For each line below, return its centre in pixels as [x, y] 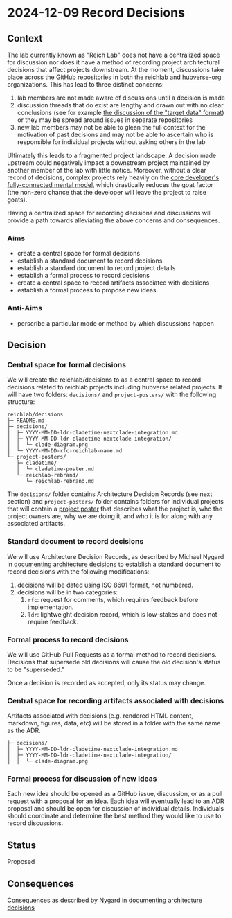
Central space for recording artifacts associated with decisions [116, 700]
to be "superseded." [36, 669]
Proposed [21, 862]
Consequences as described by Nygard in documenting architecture [105, 900]
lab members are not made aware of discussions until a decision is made [121, 98]
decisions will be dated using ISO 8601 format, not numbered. [105, 585]
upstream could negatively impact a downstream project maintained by [108, 163]
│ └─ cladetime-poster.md [55, 469]
